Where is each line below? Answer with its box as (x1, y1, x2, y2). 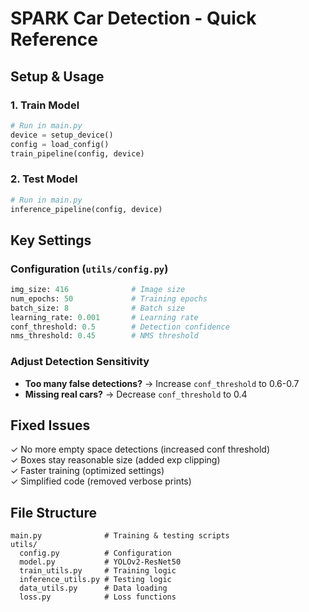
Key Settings (10, 232, 92, 249)
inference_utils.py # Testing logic (19, 575, 172, 585)
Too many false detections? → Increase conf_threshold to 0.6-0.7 (24, 377, 300, 389)
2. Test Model (10, 172, 78, 186)
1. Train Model (10, 98, 80, 112)
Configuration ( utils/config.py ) (10, 262, 169, 276)
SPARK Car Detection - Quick (10, 7, 257, 30)
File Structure (10, 504, 97, 521)
